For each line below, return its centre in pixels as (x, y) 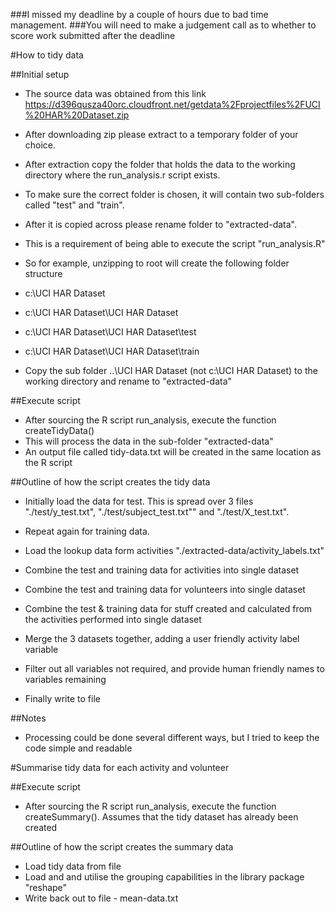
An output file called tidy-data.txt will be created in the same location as (173, 452)
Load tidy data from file (73, 866)
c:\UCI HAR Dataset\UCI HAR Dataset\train (112, 351)
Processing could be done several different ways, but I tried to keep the (172, 737)
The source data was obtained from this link (115, 93)
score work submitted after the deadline (93, 35)
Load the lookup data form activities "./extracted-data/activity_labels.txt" (174, 550)
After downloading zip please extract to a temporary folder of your (161, 134)
